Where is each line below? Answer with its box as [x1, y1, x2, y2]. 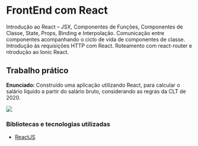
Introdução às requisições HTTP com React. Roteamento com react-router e [6, 42, 193, 49]
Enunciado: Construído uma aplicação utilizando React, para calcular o [6, 81, 180, 88]
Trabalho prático [6, 66, 69, 76]
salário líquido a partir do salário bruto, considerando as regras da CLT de [6, 87, 186, 95]
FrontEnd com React [6, 4, 108, 17]
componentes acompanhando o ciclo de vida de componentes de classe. [6, 36, 186, 43]
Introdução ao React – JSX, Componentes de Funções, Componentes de [6, 23, 183, 30]
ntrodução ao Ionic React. [6, 48, 69, 55]
